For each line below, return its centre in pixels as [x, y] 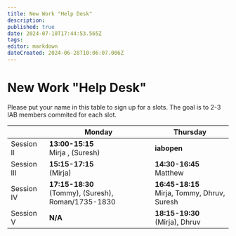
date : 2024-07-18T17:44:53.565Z [54, 33]
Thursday [190, 132]
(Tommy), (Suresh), [81, 192]
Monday [98, 132]
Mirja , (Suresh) [74, 152]
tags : [15, 40]
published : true [31, 27]
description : [26, 20]
